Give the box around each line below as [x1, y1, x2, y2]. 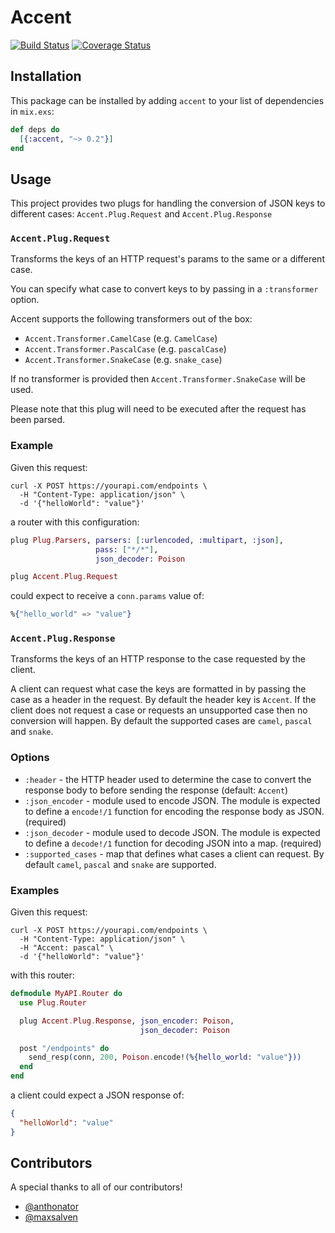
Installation [10, 68, 82, 85]
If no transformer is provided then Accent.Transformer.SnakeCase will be [10, 373, 307, 385]
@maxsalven [24, 1211, 78, 1223]
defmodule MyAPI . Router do [10, 989, 123, 999]
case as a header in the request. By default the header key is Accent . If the [10, 694, 317, 706]
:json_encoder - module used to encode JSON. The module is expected [24, 794, 321, 806]
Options [10, 751, 50, 765]
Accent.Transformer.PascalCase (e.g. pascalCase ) [24, 343, 227, 355]
